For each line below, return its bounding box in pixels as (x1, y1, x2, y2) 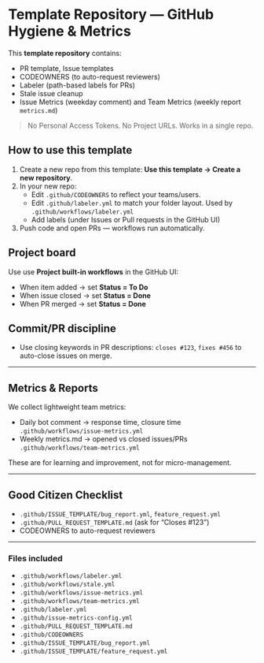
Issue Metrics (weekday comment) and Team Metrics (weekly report (19, 97, 241, 106)
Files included (8, 553, 63, 564)
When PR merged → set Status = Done (19, 299, 147, 308)
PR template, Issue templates (19, 63, 114, 73)
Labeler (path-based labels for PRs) (19, 80, 136, 90)
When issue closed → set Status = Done (19, 290, 152, 300)
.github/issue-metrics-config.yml (19, 614, 133, 622)
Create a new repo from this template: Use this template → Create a (19, 164, 241, 174)
